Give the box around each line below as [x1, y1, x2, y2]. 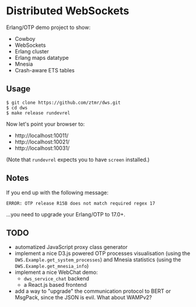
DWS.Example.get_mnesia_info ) [14, 263, 89, 270]
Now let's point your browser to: [6, 120, 85, 127]
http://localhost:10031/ [14, 144, 70, 152]
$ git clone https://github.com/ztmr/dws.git [6, 100, 121, 105]
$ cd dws [6, 105, 28, 111]
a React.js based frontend [23, 282, 87, 289]
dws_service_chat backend [23, 275, 90, 282]
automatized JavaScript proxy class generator [14, 244, 128, 251]
